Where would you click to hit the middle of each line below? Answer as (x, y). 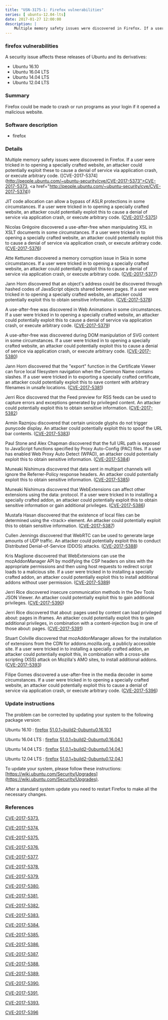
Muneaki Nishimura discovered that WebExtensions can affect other (75, 489)
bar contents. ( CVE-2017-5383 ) (38, 434)
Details (14, 148)
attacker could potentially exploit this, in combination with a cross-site (77, 654)
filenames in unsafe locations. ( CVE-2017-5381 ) (54, 388)
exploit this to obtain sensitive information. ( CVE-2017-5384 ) (68, 459)
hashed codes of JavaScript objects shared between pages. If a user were (82, 289)
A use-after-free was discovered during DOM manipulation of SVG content (82, 335)
